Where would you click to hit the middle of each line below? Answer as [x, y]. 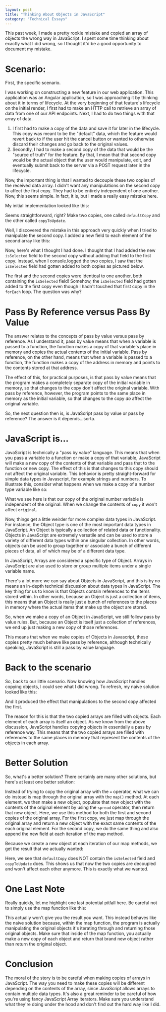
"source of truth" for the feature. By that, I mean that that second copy [84, 155]
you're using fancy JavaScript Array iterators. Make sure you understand [80, 999]
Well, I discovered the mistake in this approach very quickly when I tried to [81, 230]
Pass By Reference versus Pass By [78, 312]
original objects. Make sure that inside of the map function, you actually [78, 934]
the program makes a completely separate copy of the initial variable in [78, 383]
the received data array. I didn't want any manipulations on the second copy [83, 186]
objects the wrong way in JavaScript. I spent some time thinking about [77, 38]
